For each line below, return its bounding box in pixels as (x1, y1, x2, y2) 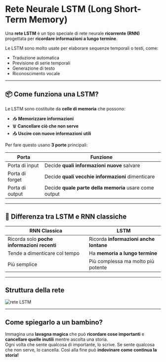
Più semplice (7, 261, 38, 268)
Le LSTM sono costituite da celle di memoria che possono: (5, 105, 125, 112)
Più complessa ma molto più (88, 258, 155, 265)
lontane (88, 241, 108, 248)
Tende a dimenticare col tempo (7, 250, 80, 257)
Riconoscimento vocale (12, 70, 60, 76)
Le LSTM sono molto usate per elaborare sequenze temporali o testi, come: (5, 45, 159, 51)
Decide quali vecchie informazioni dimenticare (44, 173, 155, 180)
